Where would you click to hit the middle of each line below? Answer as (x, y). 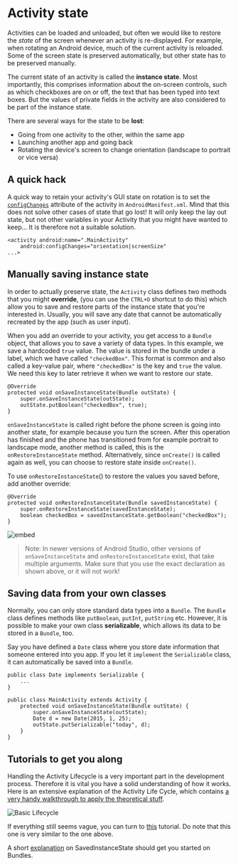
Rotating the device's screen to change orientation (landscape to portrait (124, 149)
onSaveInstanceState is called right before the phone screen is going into (114, 424)
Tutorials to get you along (65, 759)
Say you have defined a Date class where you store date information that (113, 647)
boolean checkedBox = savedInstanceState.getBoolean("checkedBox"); (124, 515)
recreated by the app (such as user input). (69, 322)
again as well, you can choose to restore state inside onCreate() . (102, 462)
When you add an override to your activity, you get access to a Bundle (109, 335)
